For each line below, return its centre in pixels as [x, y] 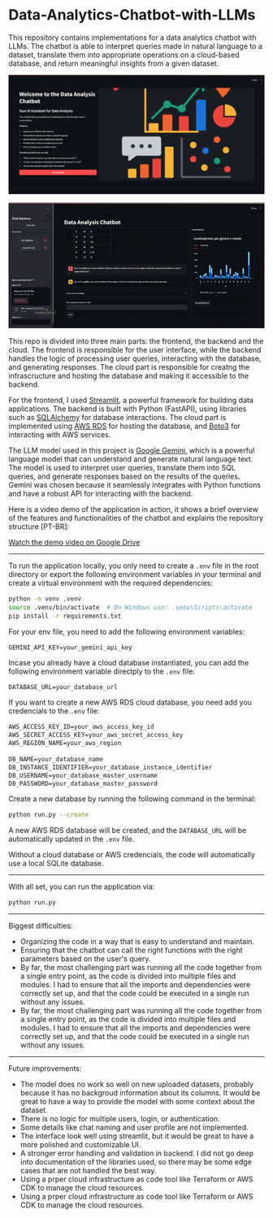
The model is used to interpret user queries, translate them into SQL [122, 468]
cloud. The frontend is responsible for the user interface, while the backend [135, 350]
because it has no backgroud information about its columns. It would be [140, 1092]
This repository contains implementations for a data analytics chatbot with [133, 37]
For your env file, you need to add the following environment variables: [127, 631]
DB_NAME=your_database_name [56, 759]
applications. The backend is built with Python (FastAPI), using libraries [128, 409]
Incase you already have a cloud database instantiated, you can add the [129, 662]
